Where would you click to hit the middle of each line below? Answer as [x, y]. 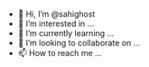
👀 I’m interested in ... [56, 24]
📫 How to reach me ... [60, 53]
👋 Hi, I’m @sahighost [56, 14]
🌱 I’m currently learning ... [66, 33]
